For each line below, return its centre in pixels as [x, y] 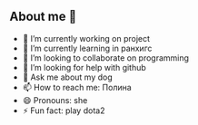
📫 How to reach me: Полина [77, 87]
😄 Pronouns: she [55, 100]
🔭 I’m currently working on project [86, 38]
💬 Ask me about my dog [67, 77]
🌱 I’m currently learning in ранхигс [87, 48]
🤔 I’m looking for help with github [84, 67]
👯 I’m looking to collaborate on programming [105, 58]
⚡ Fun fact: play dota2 [64, 111]
